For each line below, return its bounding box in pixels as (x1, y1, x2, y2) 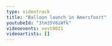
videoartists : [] (6, 31, 50, 37)
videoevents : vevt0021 (6, 25, 64, 32)
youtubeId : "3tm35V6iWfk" (6, 20, 71, 26)
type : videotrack (6, 8, 50, 15)
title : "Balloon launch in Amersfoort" (6, 14, 107, 20)
